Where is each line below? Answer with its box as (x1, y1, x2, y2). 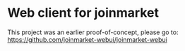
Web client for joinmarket (7, 5, 159, 21)
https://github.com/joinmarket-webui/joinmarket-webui (7, 35, 167, 43)
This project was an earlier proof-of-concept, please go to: (7, 28, 179, 36)
